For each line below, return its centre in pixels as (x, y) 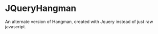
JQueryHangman (41, 8)
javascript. (16, 26)
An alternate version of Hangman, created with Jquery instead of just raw (79, 22)
